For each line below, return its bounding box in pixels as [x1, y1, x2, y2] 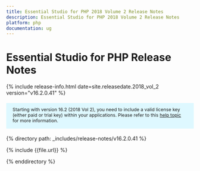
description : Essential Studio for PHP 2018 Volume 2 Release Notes [6, 14, 180, 20]
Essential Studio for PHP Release [6, 51, 171, 64]
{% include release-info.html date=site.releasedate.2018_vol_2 [6, 83, 160, 90]
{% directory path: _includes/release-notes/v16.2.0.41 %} [6, 135, 147, 142]
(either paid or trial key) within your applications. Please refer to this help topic [12, 112, 182, 118]
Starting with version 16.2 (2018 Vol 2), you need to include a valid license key [12, 106, 180, 113]
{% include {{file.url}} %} [6, 147, 68, 154]
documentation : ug [6, 25, 52, 31]
